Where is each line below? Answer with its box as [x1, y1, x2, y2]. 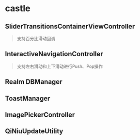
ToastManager [5, 94, 50, 102]
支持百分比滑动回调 [16, 36, 56, 41]
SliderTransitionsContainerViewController [5, 22, 135, 31]
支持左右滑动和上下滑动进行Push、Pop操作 [16, 63, 103, 69]
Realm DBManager [5, 78, 62, 86]
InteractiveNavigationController [5, 50, 103, 58]
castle [5, 3, 31, 14]
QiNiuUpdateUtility [5, 127, 63, 136]
